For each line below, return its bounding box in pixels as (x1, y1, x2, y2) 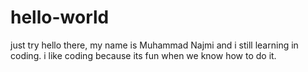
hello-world (10, 6, 110, 29)
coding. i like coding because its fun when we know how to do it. (10, 49, 277, 61)
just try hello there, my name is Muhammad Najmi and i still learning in (10, 39, 299, 51)
